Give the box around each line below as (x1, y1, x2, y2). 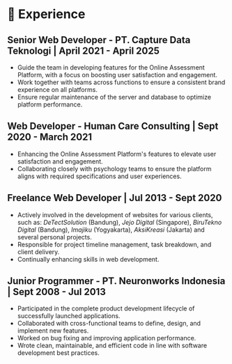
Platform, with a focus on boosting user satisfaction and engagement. (17, 71, 218, 79)
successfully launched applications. (17, 312, 121, 320)
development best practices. (17, 349, 100, 357)
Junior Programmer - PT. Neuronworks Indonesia (7, 275, 226, 287)
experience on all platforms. (17, 86, 98, 93)
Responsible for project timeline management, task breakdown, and (17, 240, 212, 248)
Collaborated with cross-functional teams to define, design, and (17, 319, 201, 328)
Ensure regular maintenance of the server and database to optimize (17, 93, 211, 101)
